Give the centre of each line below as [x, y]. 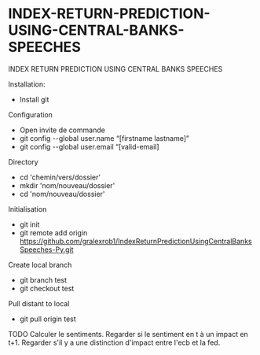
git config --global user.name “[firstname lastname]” [104, 138]
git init [29, 224]
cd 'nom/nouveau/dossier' [62, 194]
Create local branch [40, 264]
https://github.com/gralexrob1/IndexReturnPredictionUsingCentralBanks [136, 241]
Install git [34, 99]
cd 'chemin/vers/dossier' [60, 177]
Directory [23, 161]
